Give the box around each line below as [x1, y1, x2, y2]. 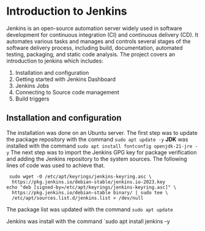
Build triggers [15, 95, 50, 102]
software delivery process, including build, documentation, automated [6, 44, 183, 51]
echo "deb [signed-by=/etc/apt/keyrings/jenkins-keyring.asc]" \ [6, 184, 176, 191]
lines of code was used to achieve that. [6, 161, 105, 169]
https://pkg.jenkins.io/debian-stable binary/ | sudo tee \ [12, 189, 168, 195]
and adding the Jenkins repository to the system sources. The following [6, 155, 187, 162]
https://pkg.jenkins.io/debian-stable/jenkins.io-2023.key [12, 179, 166, 185]
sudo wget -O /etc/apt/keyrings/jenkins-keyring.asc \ [9, 173, 152, 180]
